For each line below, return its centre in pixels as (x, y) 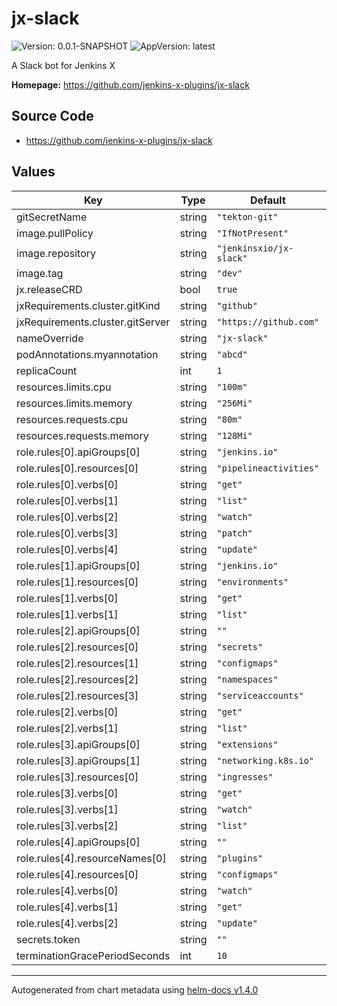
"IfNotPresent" (252, 233)
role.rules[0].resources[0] (77, 468)
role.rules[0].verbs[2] (67, 517)
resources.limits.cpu (64, 387)
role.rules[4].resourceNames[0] (91, 858)
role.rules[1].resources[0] (77, 582)
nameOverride (50, 338)
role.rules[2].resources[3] (77, 695)
